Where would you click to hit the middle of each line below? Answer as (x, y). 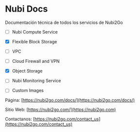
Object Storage (27, 71)
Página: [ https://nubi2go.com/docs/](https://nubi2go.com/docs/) (70, 100)
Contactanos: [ (20, 119)
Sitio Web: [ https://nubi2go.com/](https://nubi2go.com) (61, 110)
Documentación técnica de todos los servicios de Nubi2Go (64, 22)
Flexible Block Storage (35, 42)
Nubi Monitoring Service (36, 81)
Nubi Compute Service (35, 32)
